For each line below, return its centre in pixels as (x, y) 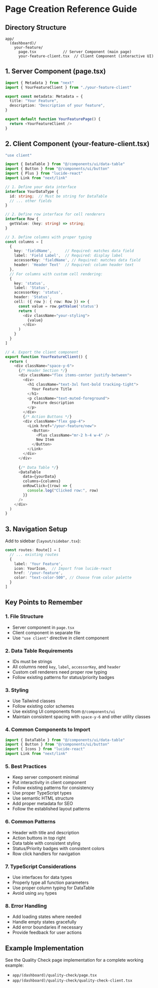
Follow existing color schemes (43, 706)
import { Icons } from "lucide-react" (45, 749)
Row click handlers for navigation (46, 854)
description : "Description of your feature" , (57, 106)
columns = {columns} (42, 481)
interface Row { (22, 219)
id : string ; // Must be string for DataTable (58, 196)
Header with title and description (46, 832)
